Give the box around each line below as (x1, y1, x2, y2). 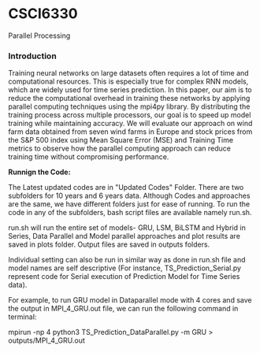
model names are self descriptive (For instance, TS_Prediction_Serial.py (8, 263, 242, 273)
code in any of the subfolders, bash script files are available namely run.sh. (8, 208, 252, 217)
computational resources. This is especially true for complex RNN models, (8, 76, 249, 87)
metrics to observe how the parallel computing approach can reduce (8, 143, 231, 154)
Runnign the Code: (8, 167, 71, 177)
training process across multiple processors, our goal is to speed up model (8, 110, 251, 120)
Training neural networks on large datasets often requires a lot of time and (8, 69, 250, 78)
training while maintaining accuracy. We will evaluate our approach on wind (8, 119, 253, 128)
